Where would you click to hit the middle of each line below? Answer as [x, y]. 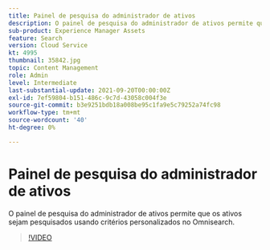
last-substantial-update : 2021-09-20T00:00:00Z [90, 90]
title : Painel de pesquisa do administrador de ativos [102, 16]
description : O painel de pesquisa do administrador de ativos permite [131, 23]
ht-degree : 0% [32, 127]
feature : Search [35, 38]
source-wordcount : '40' [48, 120]
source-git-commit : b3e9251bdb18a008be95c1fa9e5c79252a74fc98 [115, 105]
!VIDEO [40, 237]
